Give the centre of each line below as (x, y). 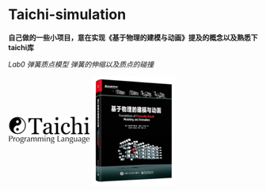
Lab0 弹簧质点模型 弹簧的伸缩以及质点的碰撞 (81, 64)
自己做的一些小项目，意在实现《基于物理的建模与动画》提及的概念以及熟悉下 (133, 37)
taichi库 (21, 47)
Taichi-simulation (67, 15)
